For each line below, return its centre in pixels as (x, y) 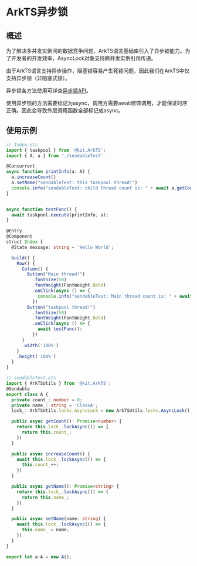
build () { (23, 258)
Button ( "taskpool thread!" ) (61, 307)
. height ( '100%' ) (37, 357)
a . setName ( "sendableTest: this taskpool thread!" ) (74, 183)
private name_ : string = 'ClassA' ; (55, 405)
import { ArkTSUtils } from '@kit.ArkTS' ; (59, 384)
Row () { (26, 263)
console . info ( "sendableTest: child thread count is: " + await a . (94, 188)
